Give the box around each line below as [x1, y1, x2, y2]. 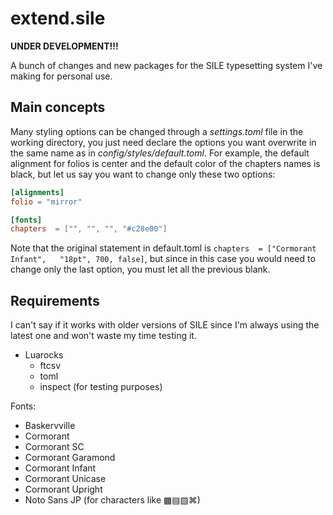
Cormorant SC [24, 441, 85, 453]
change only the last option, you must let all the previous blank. [10, 263, 271, 276]
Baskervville [24, 420, 76, 432]
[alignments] [10, 187, 65, 197]
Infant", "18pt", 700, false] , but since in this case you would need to [10, 253, 316, 265]
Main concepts [10, 99, 106, 116]
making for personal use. [10, 70, 113, 82]
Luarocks [24, 349, 64, 361]
